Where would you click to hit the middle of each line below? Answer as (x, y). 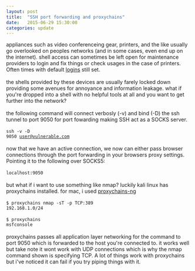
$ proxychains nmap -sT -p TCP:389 (50, 203)
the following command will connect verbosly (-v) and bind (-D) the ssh (93, 113)
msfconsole (19, 225)
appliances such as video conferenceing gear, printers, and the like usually (97, 45)
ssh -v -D (18, 132)
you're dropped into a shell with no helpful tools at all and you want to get (95, 95)
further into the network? (36, 101)
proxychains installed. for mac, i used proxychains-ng (71, 191)
